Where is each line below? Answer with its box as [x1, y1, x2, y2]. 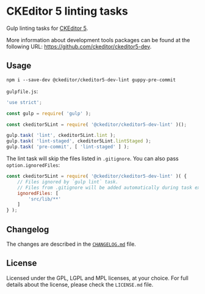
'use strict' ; [6, 99, 43, 105]
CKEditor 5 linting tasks [6, 4, 128, 18]
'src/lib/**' [28, 196, 62, 202]
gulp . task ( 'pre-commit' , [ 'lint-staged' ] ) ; [6, 144, 130, 150]
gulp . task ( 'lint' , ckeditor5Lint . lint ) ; [6, 133, 116, 139]
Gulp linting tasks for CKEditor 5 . [6, 24, 88, 32]
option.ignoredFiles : [6, 161, 60, 169]
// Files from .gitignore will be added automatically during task [17, 185, 192, 191]
